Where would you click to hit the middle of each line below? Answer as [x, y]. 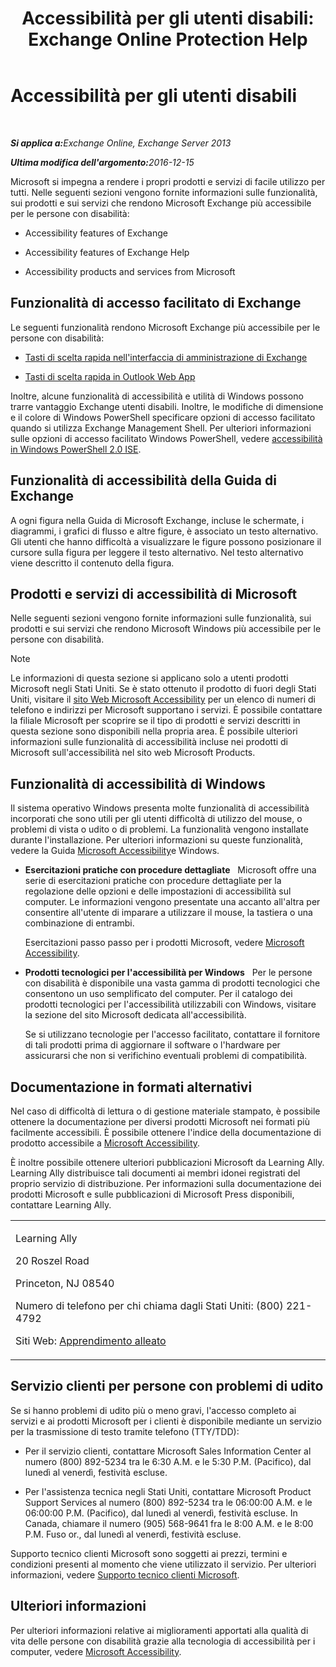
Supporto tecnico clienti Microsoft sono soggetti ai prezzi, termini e [149, 1553]
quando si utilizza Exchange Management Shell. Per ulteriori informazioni [161, 428]
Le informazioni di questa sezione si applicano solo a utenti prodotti [149, 678]
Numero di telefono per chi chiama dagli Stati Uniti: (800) [149, 1305]
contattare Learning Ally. [61, 1205]
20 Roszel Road [52, 1260]
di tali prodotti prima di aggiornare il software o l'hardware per [152, 1045]
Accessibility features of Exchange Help [107, 252]
